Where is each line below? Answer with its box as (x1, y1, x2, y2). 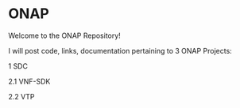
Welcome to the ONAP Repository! (8, 31, 121, 40)
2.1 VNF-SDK (8, 76, 51, 86)
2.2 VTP (8, 91, 35, 101)
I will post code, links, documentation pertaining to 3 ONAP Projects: (8, 46, 232, 55)
